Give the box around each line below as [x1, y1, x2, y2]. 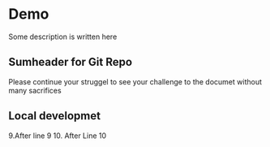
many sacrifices [8, 85, 62, 95]
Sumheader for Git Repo [8, 55, 132, 69]
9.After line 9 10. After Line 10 [8, 131, 107, 141]
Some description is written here [8, 32, 118, 41]
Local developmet [8, 109, 101, 123]
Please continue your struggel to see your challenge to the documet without [8, 76, 262, 86]
